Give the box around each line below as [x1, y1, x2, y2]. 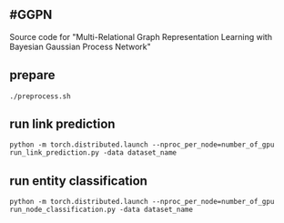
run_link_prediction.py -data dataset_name [9, 148, 177, 157]
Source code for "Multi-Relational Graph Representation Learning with [9, 31, 273, 42]
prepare [9, 67, 56, 83]
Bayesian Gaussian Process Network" [9, 41, 152, 52]
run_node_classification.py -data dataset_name [9, 205, 194, 215]
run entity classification [9, 173, 148, 188]
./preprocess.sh [9, 91, 71, 101]
